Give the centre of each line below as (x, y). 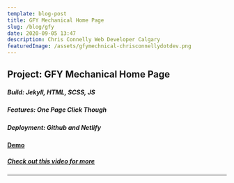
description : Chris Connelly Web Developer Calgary (84, 40)
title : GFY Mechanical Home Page (56, 20)
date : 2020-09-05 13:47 (42, 33)
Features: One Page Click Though (57, 110)
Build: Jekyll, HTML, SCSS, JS (51, 92)
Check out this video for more (51, 161)
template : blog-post (37, 14)
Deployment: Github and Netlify (54, 127)
